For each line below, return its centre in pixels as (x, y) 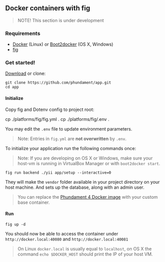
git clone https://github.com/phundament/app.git (58, 83)
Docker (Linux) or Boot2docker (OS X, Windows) (63, 44)
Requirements (23, 33)
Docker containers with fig (48, 8)
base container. (34, 202)
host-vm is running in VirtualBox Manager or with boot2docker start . (89, 163)
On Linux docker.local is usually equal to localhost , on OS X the (85, 248)
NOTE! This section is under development (61, 20)
